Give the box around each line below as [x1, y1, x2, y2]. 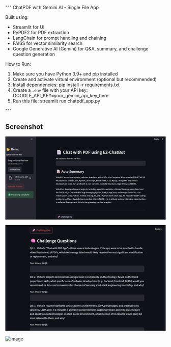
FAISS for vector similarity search [12, 40, 83, 46]
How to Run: [5, 61, 32, 67]
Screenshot [5, 122, 43, 131]
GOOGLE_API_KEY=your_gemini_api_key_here [12, 93, 109, 98]
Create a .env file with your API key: [12, 87, 88, 93]
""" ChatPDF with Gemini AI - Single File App [5, 5, 99, 10]
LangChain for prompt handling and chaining [12, 35, 107, 41]
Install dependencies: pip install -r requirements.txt [12, 82, 120, 88]
